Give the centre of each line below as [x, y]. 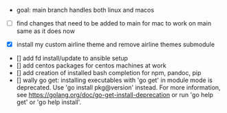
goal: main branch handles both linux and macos [85, 10]
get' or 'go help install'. [49, 102]
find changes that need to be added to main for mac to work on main [113, 23]
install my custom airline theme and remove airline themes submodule [115, 45]
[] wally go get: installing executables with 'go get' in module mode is [114, 80]
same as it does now [45, 31]
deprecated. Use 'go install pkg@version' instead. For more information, [118, 88]
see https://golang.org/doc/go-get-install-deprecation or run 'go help [115, 95]
